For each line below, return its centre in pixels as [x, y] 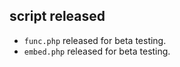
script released [57, 16]
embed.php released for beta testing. [97, 51]
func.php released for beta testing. [95, 40]
